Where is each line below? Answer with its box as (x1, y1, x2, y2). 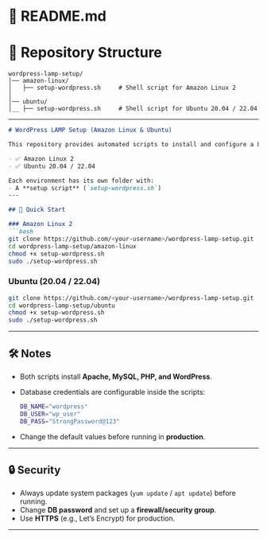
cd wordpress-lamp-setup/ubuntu (8, 302, 115, 310)
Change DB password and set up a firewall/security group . (19, 505, 217, 515)
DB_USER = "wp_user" (19, 410, 81, 418)
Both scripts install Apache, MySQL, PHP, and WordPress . (19, 372, 213, 381)
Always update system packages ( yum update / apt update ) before (19, 489, 236, 498)
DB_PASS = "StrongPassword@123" (19, 417, 121, 425)
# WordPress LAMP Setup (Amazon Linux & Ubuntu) (8, 127, 172, 134)
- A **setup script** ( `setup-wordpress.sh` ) (8, 184, 161, 192)
